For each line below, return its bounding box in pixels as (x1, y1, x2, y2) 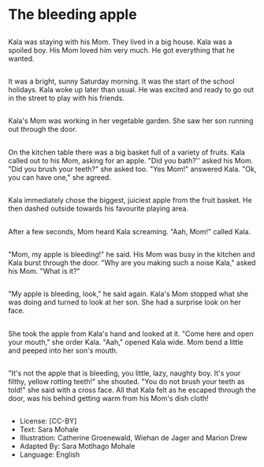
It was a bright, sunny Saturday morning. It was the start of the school (8, 77, 235, 86)
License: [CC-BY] (19, 417, 77, 426)
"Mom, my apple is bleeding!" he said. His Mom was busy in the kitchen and (8, 249, 255, 259)
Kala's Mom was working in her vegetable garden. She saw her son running (8, 116, 254, 125)
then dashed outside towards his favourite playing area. (8, 204, 189, 214)
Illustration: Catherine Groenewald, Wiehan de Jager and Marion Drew (19, 433, 248, 443)
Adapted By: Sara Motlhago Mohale (19, 442, 136, 451)
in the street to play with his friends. (8, 93, 125, 103)
